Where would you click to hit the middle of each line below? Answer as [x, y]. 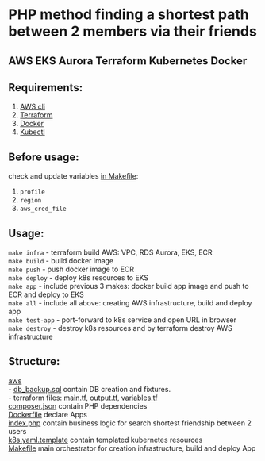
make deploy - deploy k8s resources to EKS [79, 278]
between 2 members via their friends [133, 31]
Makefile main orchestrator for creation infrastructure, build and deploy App [132, 448]
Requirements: [46, 88]
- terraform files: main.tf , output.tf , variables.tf [83, 398]
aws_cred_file [43, 209]
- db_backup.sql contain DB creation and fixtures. [90, 389]
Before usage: [44, 157]
